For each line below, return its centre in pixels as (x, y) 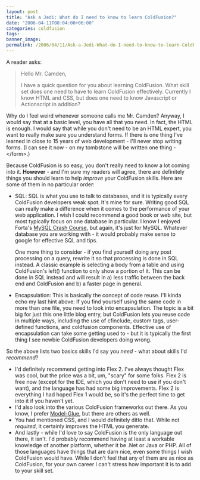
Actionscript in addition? (51, 104)
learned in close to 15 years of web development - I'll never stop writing (94, 141)
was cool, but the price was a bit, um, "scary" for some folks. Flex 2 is (101, 375)
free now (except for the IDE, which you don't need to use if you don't (100, 381)
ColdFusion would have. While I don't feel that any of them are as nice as (104, 458)
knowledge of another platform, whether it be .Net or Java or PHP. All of (103, 445)
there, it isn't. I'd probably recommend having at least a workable (94, 439)
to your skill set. (34, 470)
